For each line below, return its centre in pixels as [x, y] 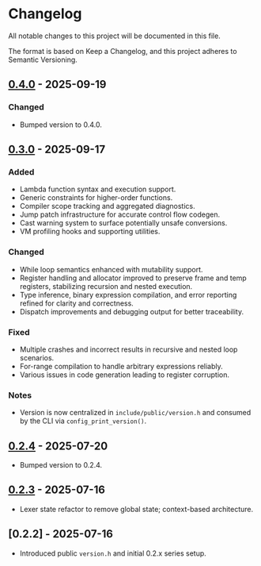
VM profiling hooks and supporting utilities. [90, 232]
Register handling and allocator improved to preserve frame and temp [133, 278]
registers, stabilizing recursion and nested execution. [106, 286]
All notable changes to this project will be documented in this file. [115, 36]
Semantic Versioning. [43, 60]
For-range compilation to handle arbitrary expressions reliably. [121, 366]
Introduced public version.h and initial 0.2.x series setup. [113, 553]
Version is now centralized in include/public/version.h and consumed [135, 413]
